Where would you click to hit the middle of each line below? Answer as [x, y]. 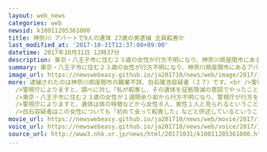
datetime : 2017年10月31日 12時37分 [64, 53]
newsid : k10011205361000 [49, 30]
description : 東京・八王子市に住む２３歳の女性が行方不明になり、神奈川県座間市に [129, 60]
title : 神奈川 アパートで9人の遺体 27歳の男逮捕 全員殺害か [97, 38]
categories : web [35, 23]
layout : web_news [37, 16]
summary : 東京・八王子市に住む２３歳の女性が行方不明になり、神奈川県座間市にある [128, 68]
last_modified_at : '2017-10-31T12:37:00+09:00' [89, 45]
